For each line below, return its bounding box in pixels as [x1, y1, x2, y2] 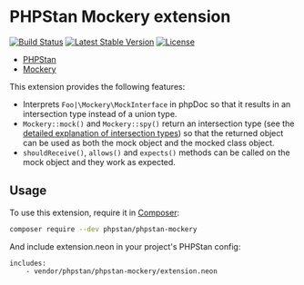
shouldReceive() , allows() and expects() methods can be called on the [22, 147, 290, 158]
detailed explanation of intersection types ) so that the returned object [22, 127, 284, 138]
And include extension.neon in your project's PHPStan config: [9, 241, 241, 251]
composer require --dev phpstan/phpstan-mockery [9, 224, 198, 233]
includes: [9, 259, 47, 268]
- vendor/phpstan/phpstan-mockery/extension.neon [25, 266, 218, 276]
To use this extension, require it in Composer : [9, 207, 180, 218]
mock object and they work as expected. [22, 156, 176, 167]
